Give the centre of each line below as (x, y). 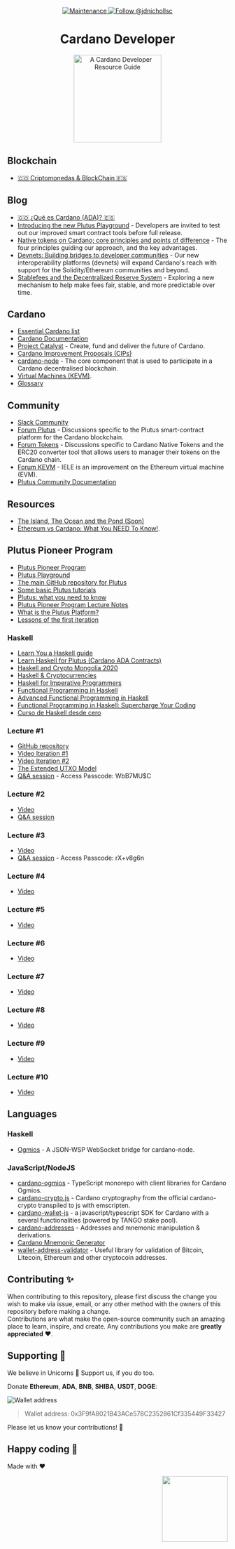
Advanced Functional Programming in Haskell (83, 698)
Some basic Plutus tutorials (57, 590)
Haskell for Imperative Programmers (70, 683)
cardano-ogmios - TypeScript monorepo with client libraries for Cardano (122, 1183)
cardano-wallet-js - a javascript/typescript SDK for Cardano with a (113, 1213)
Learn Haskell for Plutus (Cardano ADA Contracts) (90, 660)
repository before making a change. (59, 1311)
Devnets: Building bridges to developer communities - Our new (108, 255)
